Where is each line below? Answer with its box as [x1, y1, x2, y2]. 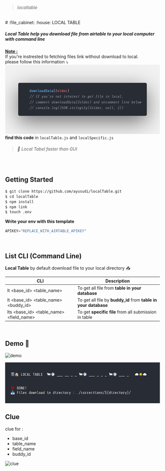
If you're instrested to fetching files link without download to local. [5, 54, 139, 59]
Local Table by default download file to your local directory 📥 [5, 265, 131, 271]
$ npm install [5, 199, 34, 204]
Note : [5, 49, 18, 55]
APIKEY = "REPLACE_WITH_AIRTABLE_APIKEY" [5, 229, 87, 234]
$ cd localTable [5, 194, 38, 199]
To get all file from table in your [77, 285, 141, 291]
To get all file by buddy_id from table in [77, 297, 157, 303]
